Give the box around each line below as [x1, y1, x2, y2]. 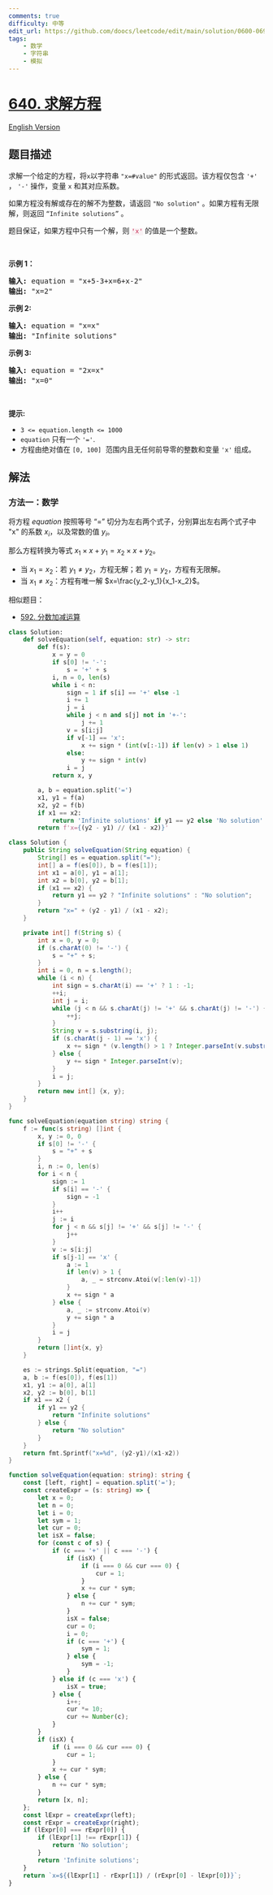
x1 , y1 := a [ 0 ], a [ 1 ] [23, 1381, 96, 1389]
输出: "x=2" [8, 286, 54, 296]
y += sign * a [66, 1313, 115, 1322]
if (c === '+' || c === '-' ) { [51, 1547, 158, 1555]
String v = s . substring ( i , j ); [51, 1027, 158, 1036]
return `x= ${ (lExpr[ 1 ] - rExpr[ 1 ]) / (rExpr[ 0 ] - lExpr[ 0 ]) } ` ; [23, 1871, 242, 1880]
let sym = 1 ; [37, 1516, 82, 1525]
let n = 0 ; [37, 1501, 75, 1509]
